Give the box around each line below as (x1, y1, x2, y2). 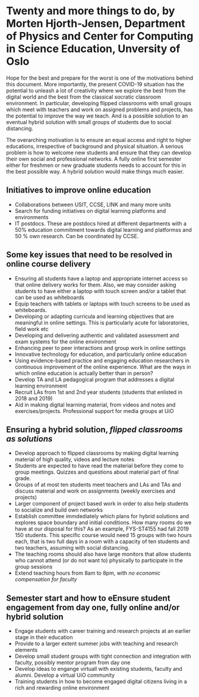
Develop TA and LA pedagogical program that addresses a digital (14, 376, 175, 383)
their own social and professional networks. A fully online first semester (6, 155, 182, 162)
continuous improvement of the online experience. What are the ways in (14, 363, 191, 370)
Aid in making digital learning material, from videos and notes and (14, 401, 176, 408)
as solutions (6, 434, 53, 444)
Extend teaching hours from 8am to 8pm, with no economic (14, 569, 160, 577)
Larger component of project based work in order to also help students (14, 500, 189, 507)
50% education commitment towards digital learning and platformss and (14, 226, 192, 233)
